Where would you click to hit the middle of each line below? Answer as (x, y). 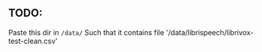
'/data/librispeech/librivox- (210, 32)
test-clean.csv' (33, 41)
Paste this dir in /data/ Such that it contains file (86, 32)
